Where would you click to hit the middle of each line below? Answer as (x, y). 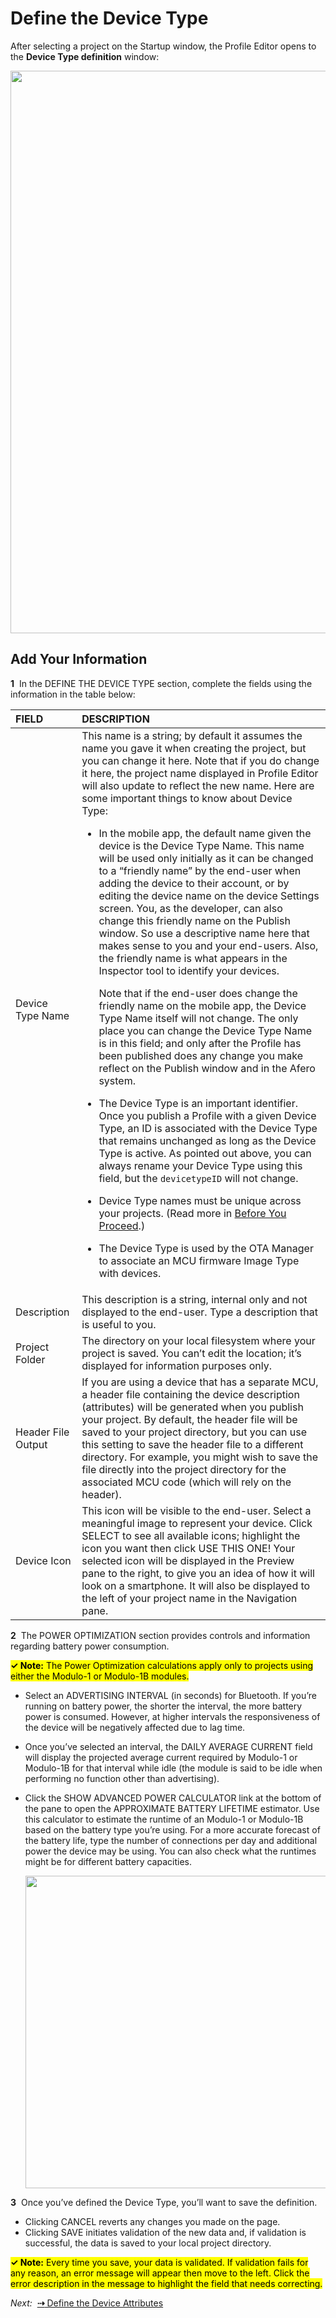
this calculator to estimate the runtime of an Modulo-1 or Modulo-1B (164, 1819)
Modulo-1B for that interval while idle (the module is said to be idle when (173, 1768)
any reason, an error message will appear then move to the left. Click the (160, 2273)
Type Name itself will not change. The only (198, 1018)
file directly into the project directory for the (184, 1469)
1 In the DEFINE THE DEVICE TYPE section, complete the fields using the (161, 683)
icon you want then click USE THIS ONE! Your (188, 1548)
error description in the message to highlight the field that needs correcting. (166, 2283)
